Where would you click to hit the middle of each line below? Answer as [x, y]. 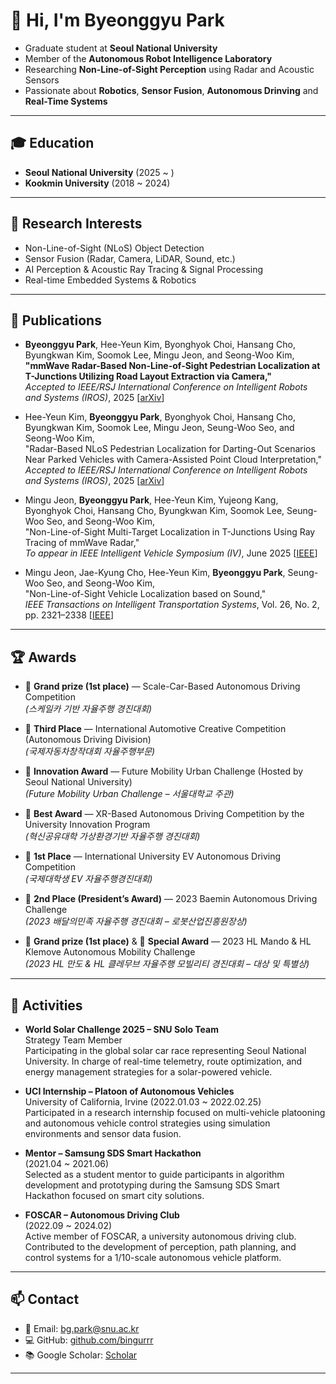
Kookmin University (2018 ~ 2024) [97, 183]
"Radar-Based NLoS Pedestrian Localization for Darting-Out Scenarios [170, 449]
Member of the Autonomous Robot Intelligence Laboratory [148, 58]
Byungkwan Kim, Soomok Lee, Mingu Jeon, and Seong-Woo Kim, [159, 355]
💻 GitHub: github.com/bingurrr [89, 1340]
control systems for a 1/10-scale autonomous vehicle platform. [153, 1257]
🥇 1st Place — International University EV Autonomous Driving [153, 856]
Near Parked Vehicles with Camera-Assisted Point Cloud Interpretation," [173, 460]
